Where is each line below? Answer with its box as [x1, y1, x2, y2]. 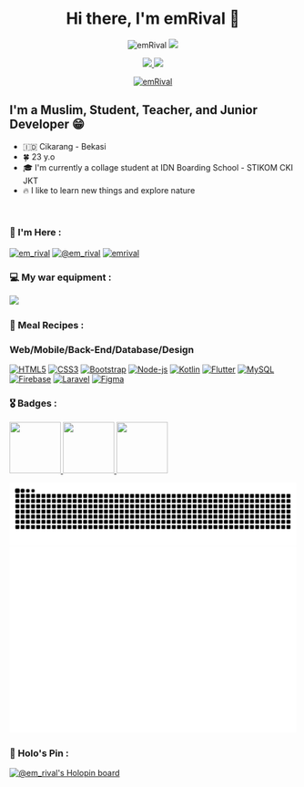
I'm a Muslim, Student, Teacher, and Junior [9, 102, 258, 118]
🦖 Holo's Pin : [9, 747, 70, 760]
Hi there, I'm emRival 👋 [66, 8, 240, 29]
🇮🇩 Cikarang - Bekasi [22, 140, 106, 151]
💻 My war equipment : [9, 271, 112, 284]
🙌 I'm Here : [9, 225, 62, 238]
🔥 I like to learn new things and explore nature [22, 184, 196, 195]
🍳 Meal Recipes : [9, 318, 85, 331]
